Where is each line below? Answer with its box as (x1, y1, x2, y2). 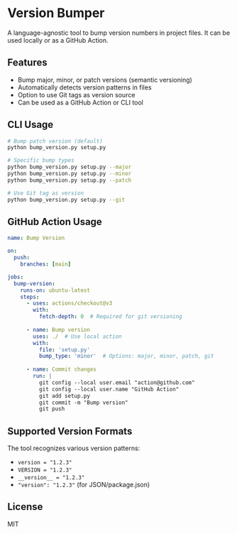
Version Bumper (7, 5, 105, 21)
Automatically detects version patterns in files (17, 83, 152, 92)
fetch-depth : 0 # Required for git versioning (38, 313, 182, 320)
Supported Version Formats (7, 425, 133, 437)
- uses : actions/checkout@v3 (26, 300, 113, 307)
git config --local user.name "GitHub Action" (38, 386, 180, 393)
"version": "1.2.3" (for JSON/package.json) (17, 481, 150, 489)
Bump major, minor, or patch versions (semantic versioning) (17, 75, 193, 84)
